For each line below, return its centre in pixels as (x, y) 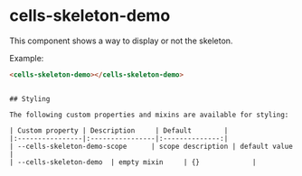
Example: (27, 58)
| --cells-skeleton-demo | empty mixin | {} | (133, 162)
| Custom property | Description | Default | (119, 130)
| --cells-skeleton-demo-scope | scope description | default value (151, 146)
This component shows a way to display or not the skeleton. (121, 41)
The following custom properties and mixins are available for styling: (149, 115)
